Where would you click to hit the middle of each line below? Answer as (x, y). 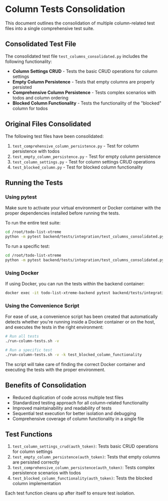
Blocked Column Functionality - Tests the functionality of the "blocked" (87, 103)
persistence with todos (36, 151)
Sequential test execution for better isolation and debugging (74, 413)
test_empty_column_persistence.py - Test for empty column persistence (86, 156)
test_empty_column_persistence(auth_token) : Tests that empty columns (86, 457)
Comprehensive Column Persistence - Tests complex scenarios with (84, 92)
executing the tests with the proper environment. (55, 369)
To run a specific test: (27, 246)
